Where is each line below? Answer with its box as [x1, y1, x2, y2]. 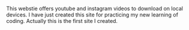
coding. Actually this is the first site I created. [6, 18, 118, 24]
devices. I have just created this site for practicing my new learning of [6, 11, 179, 18]
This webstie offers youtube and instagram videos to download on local [6, 5, 183, 12]
